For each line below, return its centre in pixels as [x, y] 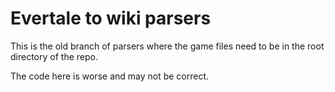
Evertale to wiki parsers [111, 18]
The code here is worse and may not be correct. [110, 76]
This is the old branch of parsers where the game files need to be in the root [167, 46]
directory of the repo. [54, 56]
